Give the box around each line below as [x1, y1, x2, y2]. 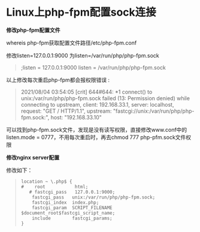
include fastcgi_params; [32, 215, 113, 221]
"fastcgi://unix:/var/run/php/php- [113, 107, 195, 115]
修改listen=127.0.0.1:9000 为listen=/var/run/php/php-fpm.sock [6, 52, 160, 59]
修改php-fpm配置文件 [6, 26, 61, 34]
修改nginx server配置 [6, 153, 60, 161]
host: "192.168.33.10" [50, 113, 102, 120]
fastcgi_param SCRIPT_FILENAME [32, 204, 113, 210]
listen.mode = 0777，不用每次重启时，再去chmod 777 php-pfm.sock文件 [6, 133, 186, 141]
